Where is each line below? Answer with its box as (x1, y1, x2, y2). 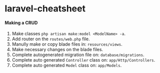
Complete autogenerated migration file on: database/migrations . (11, 52, 144, 58)
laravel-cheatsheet (4, 3, 86, 14)
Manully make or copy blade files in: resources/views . (11, 41, 123, 47)
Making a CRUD (4, 19, 38, 25)
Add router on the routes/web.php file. (11, 36, 90, 42)
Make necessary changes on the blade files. (11, 47, 103, 53)
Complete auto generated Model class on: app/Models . (11, 63, 122, 69)
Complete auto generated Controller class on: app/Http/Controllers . (11, 57, 155, 63)
